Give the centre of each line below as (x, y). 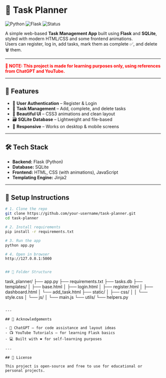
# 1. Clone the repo (26, 209)
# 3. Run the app (23, 240)
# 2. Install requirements (33, 227)
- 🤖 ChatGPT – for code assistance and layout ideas (61, 328)
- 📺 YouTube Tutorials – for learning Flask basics (60, 333)
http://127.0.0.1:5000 (28, 259)
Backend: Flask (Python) (38, 162)
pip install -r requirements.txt (40, 232)
